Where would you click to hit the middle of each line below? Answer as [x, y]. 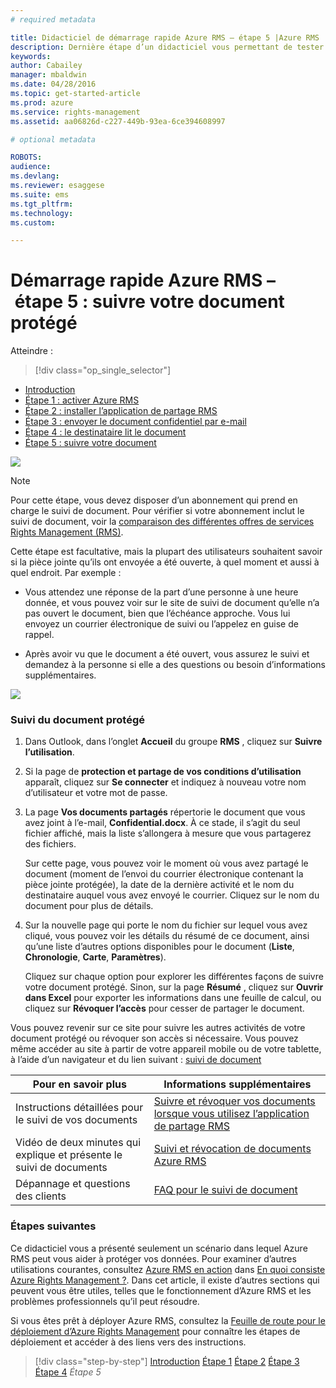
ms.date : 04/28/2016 [53, 84]
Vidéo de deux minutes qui [78, 1143]
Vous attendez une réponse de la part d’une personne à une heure [161, 592]
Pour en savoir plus [79, 1084]
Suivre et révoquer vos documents [234, 1101]
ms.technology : [42, 213]
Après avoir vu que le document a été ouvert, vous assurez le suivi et [167, 654]
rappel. [39, 635]
